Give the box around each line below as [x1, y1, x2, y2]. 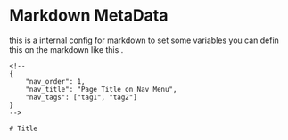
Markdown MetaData [9, 5, 169, 26]
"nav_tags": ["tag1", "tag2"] [25, 93, 138, 102]
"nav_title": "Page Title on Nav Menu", [25, 85, 177, 94]
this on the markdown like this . [9, 44, 124, 54]
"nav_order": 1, [25, 77, 86, 86]
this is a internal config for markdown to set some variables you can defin [9, 35, 279, 45]
